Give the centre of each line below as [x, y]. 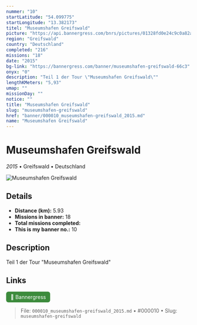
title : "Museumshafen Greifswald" [48, 105]
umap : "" [17, 88]
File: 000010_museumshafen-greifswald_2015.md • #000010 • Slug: [99, 310]
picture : [17, 34]
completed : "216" [27, 50]
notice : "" [19, 99]
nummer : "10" [22, 11]
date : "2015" [22, 61]
